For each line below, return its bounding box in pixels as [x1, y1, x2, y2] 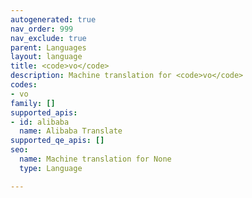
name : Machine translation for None [19, 154, 172, 164]
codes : [10, 80, 38, 90]
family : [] [10, 98, 56, 108]
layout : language [10, 52, 83, 62]
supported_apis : [10, 107, 78, 118]
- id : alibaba [10, 117, 70, 127]
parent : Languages [10, 42, 87, 53]
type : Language [19, 163, 83, 173]
